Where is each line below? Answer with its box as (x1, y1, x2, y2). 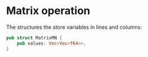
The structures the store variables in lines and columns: (6, 24, 143, 31)
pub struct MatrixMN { (6, 35, 62, 41)
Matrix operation (6, 4, 90, 18)
